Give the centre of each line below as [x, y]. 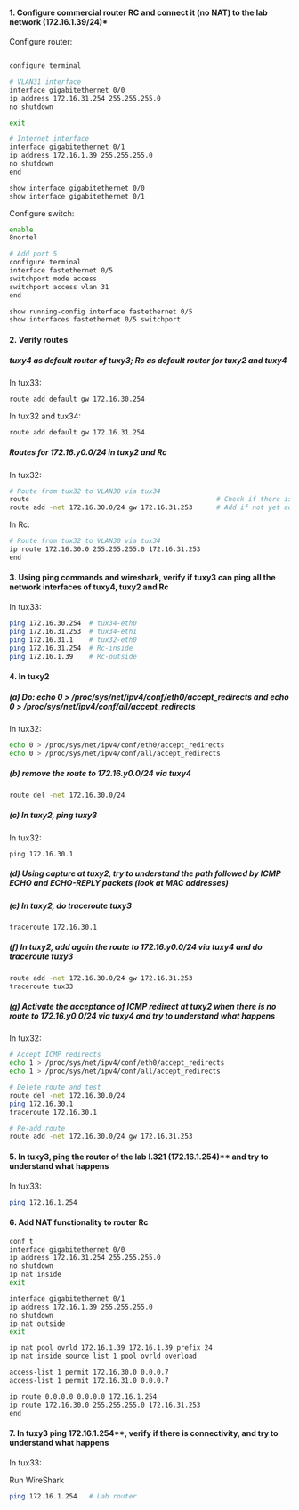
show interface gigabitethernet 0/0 [77, 188]
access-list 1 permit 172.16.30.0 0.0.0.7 [89, 1372]
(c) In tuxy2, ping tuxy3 [53, 816]
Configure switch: [42, 213]
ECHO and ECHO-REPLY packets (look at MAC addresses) [119, 883]
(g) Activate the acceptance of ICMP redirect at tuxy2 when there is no [143, 1007]
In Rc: [20, 524]
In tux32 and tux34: [45, 416]
